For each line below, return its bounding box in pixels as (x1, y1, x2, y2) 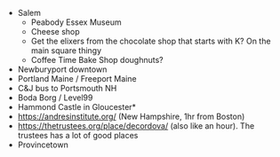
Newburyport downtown (17, 64, 108, 75)
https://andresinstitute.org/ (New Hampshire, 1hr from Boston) (17, 111, 245, 122)
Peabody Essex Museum (30, 17, 122, 27)
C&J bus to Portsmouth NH (17, 83, 117, 93)
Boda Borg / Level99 (17, 92, 93, 103)
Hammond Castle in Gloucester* (17, 102, 136, 112)
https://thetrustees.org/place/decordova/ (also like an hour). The (17, 121, 255, 131)
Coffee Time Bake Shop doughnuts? (30, 55, 164, 65)
